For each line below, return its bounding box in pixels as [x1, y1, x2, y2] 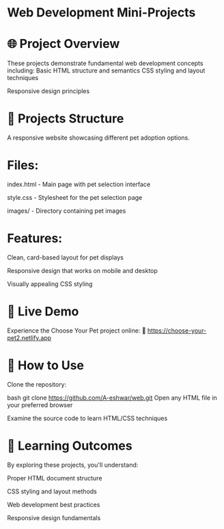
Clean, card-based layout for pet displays [7, 253, 124, 261]
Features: [7, 231, 63, 246]
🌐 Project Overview [7, 36, 120, 52]
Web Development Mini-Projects [7, 5, 196, 21]
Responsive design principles [7, 87, 90, 95]
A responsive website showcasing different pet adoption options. [7, 133, 190, 142]
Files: [7, 157, 39, 173]
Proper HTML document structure [7, 474, 102, 482]
